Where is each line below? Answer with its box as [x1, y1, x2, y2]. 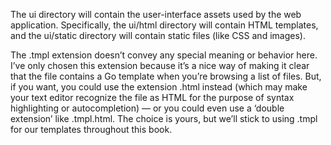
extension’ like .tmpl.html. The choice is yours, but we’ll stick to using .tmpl [10, 113, 318, 124]
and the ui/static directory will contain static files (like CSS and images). [10, 30, 306, 41]
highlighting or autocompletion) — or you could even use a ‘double [10, 102, 285, 114]
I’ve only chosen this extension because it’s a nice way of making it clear [10, 60, 310, 71]
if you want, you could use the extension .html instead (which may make [10, 81, 308, 93]
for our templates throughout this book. [10, 124, 173, 135]
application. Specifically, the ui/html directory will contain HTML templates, [10, 19, 319, 31]
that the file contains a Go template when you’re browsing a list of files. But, [10, 70, 322, 82]
